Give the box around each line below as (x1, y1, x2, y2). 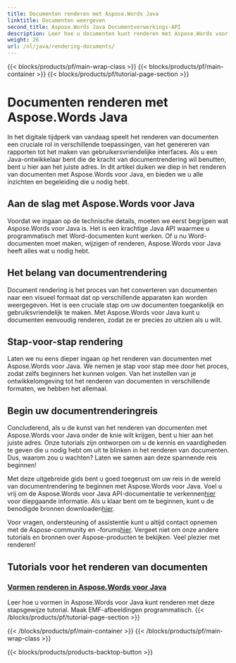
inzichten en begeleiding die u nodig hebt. (7, 177, 130, 186)
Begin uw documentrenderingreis (7, 405, 159, 417)
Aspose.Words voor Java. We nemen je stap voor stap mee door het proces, (7, 362, 229, 370)
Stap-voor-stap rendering (7, 336, 123, 348)
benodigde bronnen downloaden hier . (7, 505, 115, 513)
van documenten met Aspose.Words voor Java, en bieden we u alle (7, 170, 204, 178)
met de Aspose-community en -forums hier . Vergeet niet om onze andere (7, 526, 219, 534)
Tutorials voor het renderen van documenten (7, 561, 208, 573)
